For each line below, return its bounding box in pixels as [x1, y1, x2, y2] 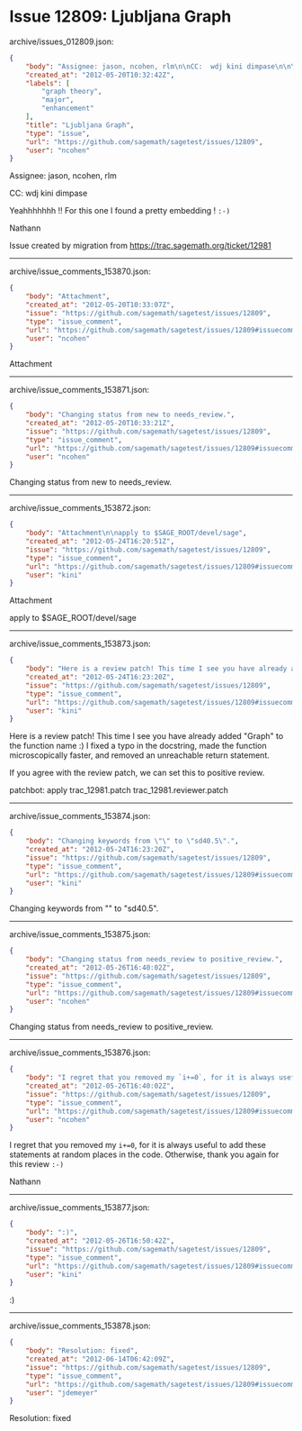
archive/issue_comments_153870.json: [9, 266, 151, 277]
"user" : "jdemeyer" [25, 1388, 99, 1398]
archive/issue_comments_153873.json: [9, 638, 151, 650]
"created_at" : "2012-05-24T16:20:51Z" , [25, 537, 175, 546]
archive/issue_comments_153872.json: [9, 503, 151, 514]
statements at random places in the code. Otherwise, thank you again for [9, 1149, 280, 1160]
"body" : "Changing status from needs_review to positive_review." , [25, 955, 283, 964]
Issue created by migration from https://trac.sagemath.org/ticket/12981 [9, 241, 271, 251]
